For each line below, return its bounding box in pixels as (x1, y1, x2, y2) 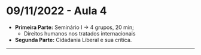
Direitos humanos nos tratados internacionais (23, 30, 136, 37)
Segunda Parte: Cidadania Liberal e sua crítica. (14, 36, 132, 43)
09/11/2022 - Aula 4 (6, 4, 107, 18)
